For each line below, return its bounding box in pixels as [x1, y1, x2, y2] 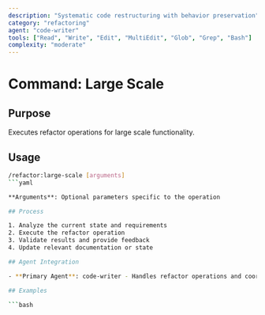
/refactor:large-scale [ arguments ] [8, 171, 125, 179]
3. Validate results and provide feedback [8, 237, 150, 245]
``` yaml [8, 179, 34, 187]
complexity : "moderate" [8, 41, 87, 49]
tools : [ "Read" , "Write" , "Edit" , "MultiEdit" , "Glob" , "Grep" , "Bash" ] [8, 33, 252, 42]
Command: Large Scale [8, 75, 164, 93]
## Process [8, 207, 44, 215]
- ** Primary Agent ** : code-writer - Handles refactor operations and [8, 272, 242, 280]
